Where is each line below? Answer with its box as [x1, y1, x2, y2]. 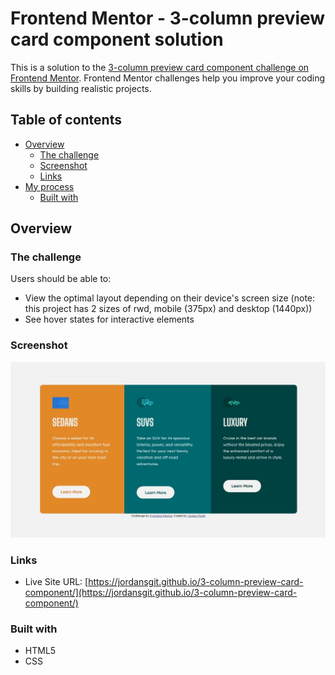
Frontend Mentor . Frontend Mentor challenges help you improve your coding [10, 72, 326, 84]
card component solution [10, 28, 224, 51]
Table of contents [10, 112, 122, 129]
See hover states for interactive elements [24, 313, 195, 326]
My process [24, 180, 75, 192]
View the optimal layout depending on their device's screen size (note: [24, 292, 316, 304]
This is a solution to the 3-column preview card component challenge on [10, 61, 310, 73]
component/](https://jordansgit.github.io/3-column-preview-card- [24, 587, 298, 599]
